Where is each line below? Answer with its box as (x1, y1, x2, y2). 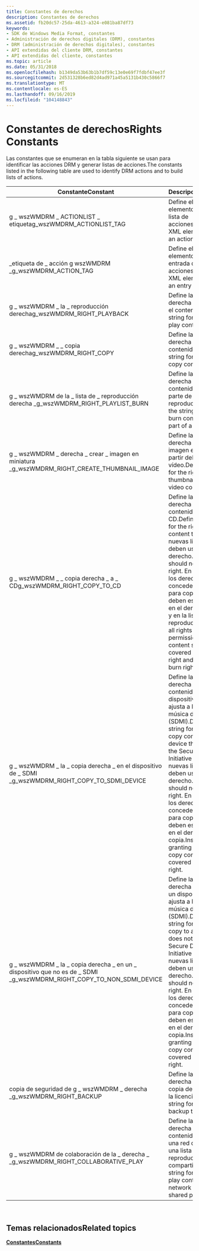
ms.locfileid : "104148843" (6, 97, 73, 103)
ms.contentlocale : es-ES (6, 86, 68, 92)
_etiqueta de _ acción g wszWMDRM (9, 259, 111, 267)
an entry (168, 281, 192, 289)
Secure (168, 942, 188, 950)
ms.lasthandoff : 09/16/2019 (6, 91, 76, 97)
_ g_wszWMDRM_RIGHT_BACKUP (9, 1092, 102, 1100)
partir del (168, 453, 194, 461)
